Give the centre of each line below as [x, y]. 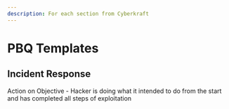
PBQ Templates [53, 48]
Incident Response [49, 74]
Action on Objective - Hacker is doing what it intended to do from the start [115, 91]
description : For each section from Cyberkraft [78, 14]
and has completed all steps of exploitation [70, 98]
